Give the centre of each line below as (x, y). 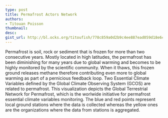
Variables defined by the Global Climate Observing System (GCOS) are (78, 83)
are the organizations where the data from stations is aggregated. (73, 110)
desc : (11, 33)
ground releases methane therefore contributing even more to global (76, 73)
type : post (16, 10)
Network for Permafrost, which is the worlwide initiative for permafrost (78, 94)
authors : (14, 19)
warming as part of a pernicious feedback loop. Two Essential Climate (77, 78)
